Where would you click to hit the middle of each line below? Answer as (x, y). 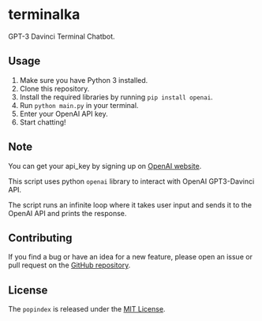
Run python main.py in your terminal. (79, 105)
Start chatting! (43, 122)
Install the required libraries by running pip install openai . (116, 97)
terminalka (44, 15)
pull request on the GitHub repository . (69, 265)
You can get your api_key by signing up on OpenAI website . (105, 166)
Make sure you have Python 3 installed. (84, 80)
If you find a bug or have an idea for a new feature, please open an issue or (130, 257)
